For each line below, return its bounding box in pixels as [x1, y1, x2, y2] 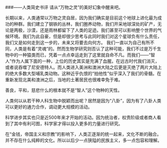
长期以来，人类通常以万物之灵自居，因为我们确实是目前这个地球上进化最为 [5, 15, 158, 21]
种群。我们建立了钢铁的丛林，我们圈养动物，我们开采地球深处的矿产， [13, 21, 158, 27]
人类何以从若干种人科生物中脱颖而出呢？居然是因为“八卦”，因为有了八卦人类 [5, 98, 162, 103]
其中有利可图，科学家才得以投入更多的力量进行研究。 [13, 121, 123, 126]
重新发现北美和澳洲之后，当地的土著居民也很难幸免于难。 [5, 77, 123, 83]
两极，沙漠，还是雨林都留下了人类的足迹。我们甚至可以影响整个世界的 [13, 27, 158, 33]
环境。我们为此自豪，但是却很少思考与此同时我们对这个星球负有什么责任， [9, 34, 162, 39]
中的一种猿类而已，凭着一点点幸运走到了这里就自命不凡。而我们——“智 [9, 52, 156, 58]
